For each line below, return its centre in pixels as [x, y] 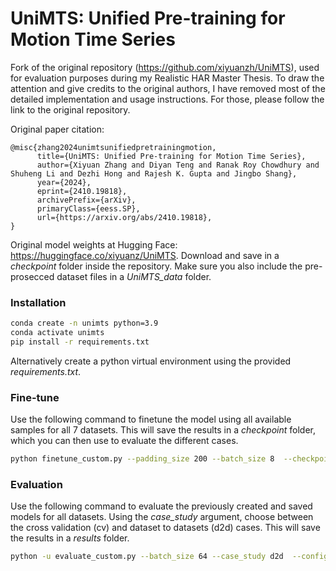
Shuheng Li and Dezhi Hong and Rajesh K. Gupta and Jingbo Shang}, [154, 173]
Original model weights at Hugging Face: [94, 244]
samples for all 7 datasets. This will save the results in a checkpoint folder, [163, 430]
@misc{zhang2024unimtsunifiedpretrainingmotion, [113, 147]
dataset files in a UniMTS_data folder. [134, 276]
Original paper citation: [57, 129]
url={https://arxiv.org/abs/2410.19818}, [124, 217]
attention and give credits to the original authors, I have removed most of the [168, 88]
